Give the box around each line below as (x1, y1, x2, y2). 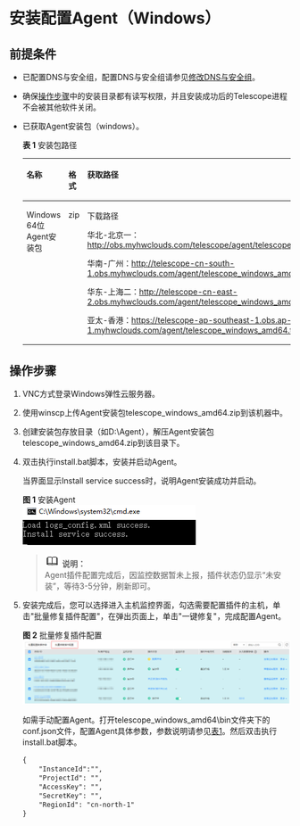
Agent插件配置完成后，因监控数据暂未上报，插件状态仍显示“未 (44, 570, 274, 581)
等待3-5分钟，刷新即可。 (63, 581, 156, 591)
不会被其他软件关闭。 (21, 102, 101, 112)
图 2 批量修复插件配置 (21, 630, 103, 640)
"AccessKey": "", (38, 782, 103, 791)
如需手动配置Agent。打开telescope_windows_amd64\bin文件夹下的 (21, 714, 271, 725)
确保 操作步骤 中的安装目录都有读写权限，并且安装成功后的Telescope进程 (21, 91, 287, 101)
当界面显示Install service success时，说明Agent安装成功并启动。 (21, 475, 262, 486)
